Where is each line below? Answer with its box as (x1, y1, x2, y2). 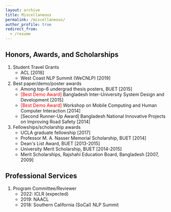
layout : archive (5, 7, 40, 13)
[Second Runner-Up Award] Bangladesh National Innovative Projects (20, 113, 166, 119)
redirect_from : (5, 27, 38, 32)
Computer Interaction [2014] (20, 107, 81, 113)
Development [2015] (20, 97, 64, 103)
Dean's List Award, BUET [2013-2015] (20, 140, 100, 146)
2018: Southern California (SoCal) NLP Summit (20, 201, 119, 208)
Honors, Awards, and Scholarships (5, 50, 119, 59)
